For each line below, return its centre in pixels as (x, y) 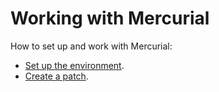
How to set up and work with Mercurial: (91, 46)
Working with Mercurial (110, 18)
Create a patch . (56, 76)
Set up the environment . (74, 65)
